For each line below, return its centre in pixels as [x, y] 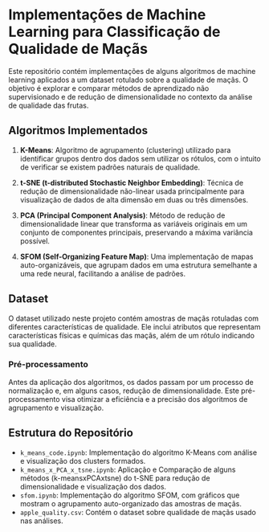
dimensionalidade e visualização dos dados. [93, 486]
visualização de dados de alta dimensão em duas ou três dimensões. [134, 199]
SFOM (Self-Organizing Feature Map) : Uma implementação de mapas [137, 256]
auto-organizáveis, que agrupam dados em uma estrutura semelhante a [139, 265]
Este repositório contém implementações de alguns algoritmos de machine [132, 71]
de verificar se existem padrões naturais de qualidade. [110, 167]
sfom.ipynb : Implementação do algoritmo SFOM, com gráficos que [130, 495]
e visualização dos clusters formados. [83, 460]
